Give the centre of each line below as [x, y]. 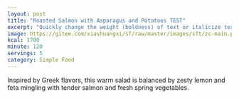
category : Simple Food [41, 60]
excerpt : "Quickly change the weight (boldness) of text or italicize [114, 27]
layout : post [27, 14]
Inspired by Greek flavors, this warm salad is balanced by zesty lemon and [116, 80]
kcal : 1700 [23, 40]
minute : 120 [25, 47]
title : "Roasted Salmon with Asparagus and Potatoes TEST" [97, 21]
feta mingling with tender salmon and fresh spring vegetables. [99, 87]
